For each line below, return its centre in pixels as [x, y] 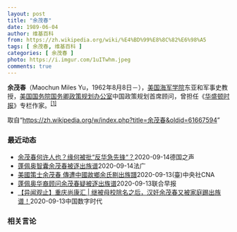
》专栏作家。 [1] [35, 104]
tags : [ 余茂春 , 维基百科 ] [45, 47]
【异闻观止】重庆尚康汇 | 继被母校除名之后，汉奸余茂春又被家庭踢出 [116, 192]
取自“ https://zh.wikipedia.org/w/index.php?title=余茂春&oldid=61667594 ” [114, 120]
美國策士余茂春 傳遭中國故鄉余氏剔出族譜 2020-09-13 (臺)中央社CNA [116, 174]
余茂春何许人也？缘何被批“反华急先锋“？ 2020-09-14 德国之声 [106, 157]
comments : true [30, 66]
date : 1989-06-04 [33, 27]
